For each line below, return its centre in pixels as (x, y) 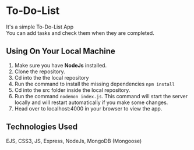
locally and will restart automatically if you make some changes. (91, 102)
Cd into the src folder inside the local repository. (72, 90)
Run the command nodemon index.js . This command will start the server (101, 96)
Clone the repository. (40, 72)
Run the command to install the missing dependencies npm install (94, 84)
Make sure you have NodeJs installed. (60, 65)
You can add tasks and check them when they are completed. (80, 33)
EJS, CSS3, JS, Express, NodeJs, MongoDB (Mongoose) (74, 141)
